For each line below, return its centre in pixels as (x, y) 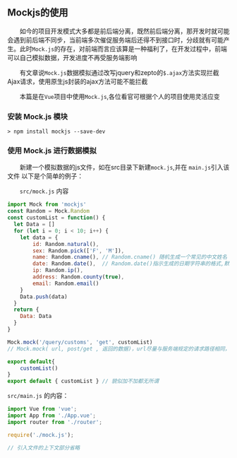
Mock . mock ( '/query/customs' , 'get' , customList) (80, 342)
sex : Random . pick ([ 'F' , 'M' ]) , (79, 251)
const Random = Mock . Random (49, 211)
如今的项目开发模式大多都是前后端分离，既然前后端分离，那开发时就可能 (124, 31)
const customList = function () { (56, 218)
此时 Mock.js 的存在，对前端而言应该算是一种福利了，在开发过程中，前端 (123, 49)
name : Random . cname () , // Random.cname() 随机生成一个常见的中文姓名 (130, 257)
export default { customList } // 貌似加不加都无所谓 (83, 381)
